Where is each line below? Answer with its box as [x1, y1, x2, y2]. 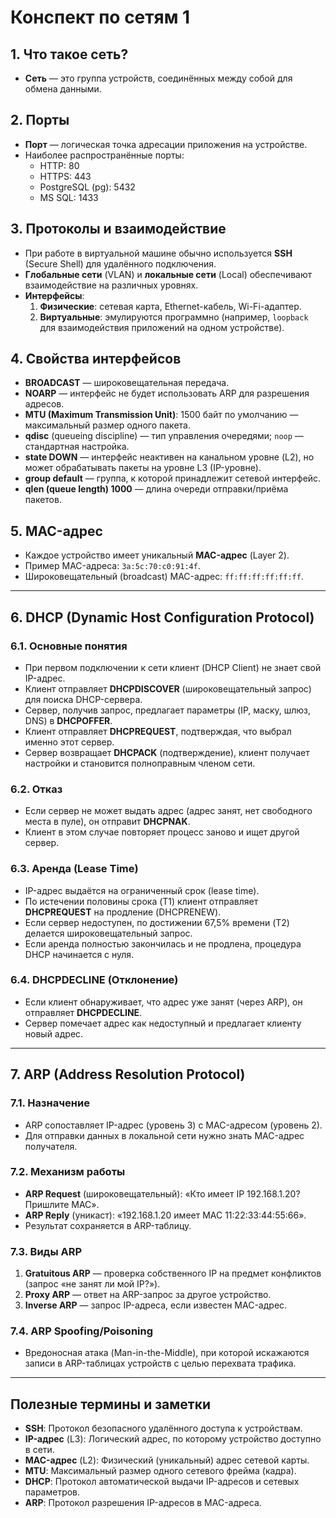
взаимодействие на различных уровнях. [24, 279, 199, 291]
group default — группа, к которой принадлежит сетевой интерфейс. [24, 472, 322, 485]
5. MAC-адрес [10, 522, 103, 540]
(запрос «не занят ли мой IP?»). [24, 1278, 161, 1290]
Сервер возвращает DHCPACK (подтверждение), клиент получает [24, 746, 310, 758]
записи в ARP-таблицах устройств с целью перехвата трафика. [24, 1357, 297, 1370]
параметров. [24, 1486, 81, 1498]
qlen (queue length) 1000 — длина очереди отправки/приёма [24, 483, 289, 495]
